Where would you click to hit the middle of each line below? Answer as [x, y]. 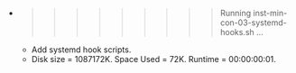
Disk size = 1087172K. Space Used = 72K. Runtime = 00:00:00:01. [154, 59]
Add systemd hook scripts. [81, 50]
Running [236, 13]
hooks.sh [237, 32]
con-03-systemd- [253, 23]
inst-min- [270, 13]
